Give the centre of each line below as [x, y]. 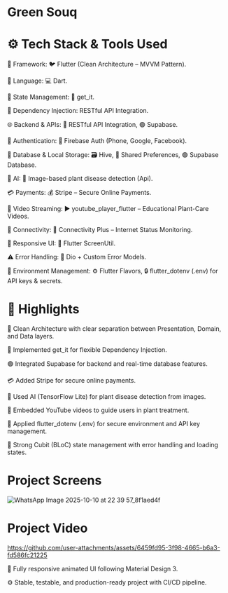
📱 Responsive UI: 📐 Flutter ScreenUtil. [62, 243]
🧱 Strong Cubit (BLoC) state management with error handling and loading [113, 445]
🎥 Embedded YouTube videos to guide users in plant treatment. [98, 410]
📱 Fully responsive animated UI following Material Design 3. [93, 568]
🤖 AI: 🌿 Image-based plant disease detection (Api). [80, 179]
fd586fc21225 [27, 555]
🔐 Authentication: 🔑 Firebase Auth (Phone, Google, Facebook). [97, 141]
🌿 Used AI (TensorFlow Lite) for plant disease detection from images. [107, 397]
